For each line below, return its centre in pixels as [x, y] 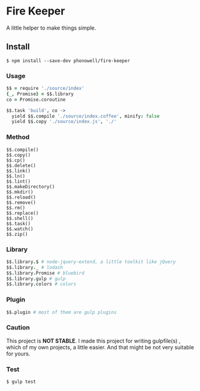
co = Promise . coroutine [36, 100]
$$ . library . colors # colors [41, 284]
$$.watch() [20, 229]
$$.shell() [20, 218]
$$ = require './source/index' [45, 89]
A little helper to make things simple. [51, 28]
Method [18, 137]
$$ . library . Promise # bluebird [45, 273]
